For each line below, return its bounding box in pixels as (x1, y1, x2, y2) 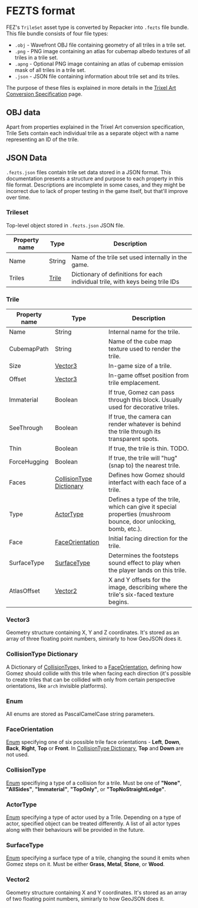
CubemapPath (9, 345, 49, 353)
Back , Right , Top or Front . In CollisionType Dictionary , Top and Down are (6, 745, 184, 752)
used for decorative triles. (108, 403, 180, 411)
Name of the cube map (108, 338, 172, 346)
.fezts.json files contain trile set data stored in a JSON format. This (6, 168, 171, 175)
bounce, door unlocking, (108, 518, 176, 526)
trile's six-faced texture (108, 590, 174, 599)
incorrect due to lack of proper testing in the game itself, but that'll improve (6, 187, 189, 194)
